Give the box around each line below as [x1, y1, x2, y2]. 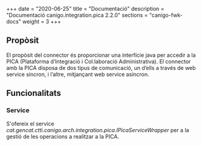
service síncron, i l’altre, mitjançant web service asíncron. [6, 71, 149, 78]
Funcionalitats [6, 88, 62, 98]
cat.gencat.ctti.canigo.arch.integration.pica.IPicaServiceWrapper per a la [6, 126, 189, 133]
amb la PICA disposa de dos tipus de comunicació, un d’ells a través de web [6, 64, 196, 71]
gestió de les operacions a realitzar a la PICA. [6, 133, 120, 140]
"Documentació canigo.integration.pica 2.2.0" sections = [6, 11, 148, 19]
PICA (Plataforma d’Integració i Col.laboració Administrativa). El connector [6, 57, 191, 65]
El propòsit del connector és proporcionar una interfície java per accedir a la [6, 51, 196, 59]
